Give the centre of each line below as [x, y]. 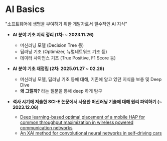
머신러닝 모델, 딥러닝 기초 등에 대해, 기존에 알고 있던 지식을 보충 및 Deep [91, 79]
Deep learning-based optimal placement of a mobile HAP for [82, 117]
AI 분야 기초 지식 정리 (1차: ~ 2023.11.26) [53, 34]
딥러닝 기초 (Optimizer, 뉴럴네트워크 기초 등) [63, 51]
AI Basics [25, 9]
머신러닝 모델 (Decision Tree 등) [52, 45]
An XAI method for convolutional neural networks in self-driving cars [91, 133]
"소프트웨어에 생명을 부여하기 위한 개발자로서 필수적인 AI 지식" [66, 24]
